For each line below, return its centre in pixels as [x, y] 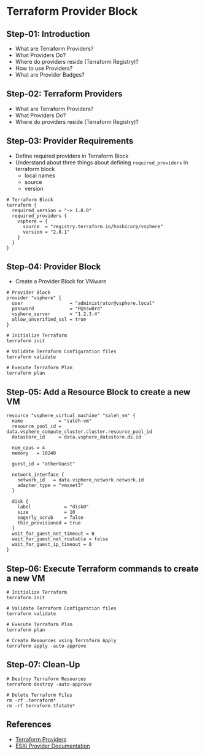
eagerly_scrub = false [51, 518]
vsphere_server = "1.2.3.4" [56, 314]
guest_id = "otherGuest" [44, 464]
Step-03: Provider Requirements [70, 141]
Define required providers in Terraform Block [72, 156]
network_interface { [38, 475]
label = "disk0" [53, 507]
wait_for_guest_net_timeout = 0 [53, 534]
